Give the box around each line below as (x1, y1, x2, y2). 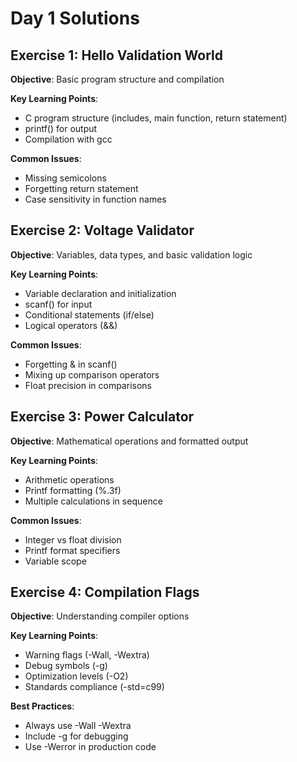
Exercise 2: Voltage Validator (10, 222, 195, 239)
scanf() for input (24, 298, 93, 310)
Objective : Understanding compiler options (10, 610, 190, 622)
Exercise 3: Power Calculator (10, 408, 195, 426)
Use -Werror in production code (24, 741, 157, 753)
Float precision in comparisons (24, 379, 152, 391)
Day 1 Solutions (10, 7, 140, 30)
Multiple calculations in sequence (24, 495, 163, 507)
